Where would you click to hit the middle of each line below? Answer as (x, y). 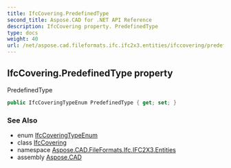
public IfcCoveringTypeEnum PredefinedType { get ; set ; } (92, 103)
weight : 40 (23, 39)
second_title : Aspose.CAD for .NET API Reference (80, 20)
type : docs (23, 33)
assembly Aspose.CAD (49, 157)
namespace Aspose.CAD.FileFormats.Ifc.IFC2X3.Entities (97, 149)
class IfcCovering (42, 143)
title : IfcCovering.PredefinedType (58, 13)
